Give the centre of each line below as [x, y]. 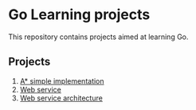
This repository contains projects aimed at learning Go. [98, 37]
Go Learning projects [79, 15]
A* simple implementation [62, 81]
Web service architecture [61, 98]
